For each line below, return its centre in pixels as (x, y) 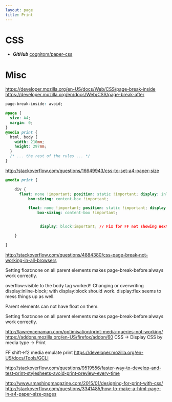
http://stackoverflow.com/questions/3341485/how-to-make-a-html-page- (83, 388)
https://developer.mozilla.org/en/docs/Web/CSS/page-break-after (75, 95)
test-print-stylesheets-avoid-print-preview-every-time (63, 373)
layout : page (19, 10)
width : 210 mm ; (29, 142)
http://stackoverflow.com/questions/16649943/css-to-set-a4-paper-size (82, 171)
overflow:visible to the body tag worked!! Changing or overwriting (75, 285)
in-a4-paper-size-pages (31, 394)
